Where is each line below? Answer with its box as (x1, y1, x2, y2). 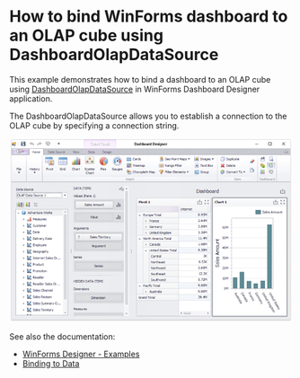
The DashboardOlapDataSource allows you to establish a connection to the (9, 110, 287, 121)
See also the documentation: (9, 330, 116, 342)
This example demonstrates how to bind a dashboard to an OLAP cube (9, 74, 271, 84)
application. (9, 92, 53, 104)
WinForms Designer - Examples (22, 348, 140, 359)
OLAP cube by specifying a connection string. (9, 119, 180, 131)
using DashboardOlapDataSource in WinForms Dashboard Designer (9, 84, 260, 94)
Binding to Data (22, 357, 80, 369)
